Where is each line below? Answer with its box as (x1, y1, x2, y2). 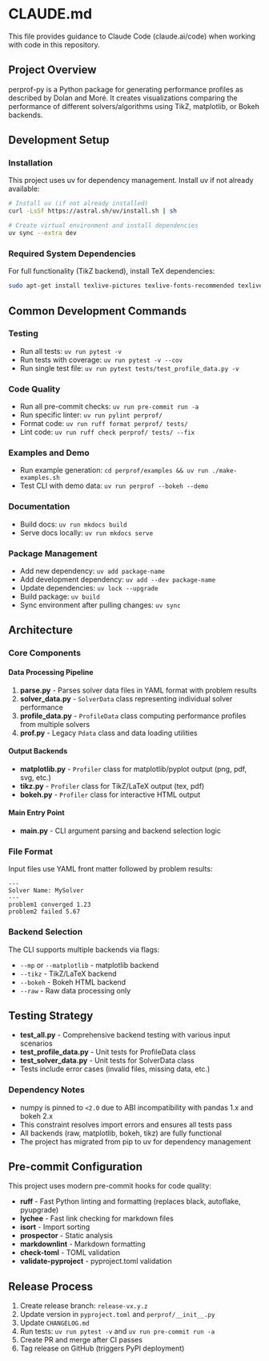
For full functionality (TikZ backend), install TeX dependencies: (8, 266, 215, 276)
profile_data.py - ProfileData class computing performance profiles (19, 711, 247, 721)
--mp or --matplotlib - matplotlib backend (19, 960, 159, 969)
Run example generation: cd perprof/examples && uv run (19, 465, 209, 475)
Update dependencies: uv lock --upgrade (19, 583, 159, 592)
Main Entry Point (8, 808, 66, 818)
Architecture (8, 624, 74, 637)
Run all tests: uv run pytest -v (19, 346, 122, 355)
